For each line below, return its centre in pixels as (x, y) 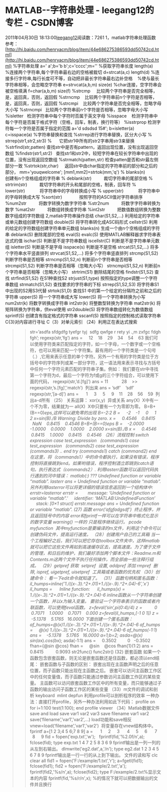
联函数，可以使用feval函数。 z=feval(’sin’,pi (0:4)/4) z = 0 (93, 607)
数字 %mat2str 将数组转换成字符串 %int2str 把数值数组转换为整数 (83, 209)
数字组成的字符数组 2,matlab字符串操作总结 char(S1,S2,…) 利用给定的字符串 (83, 216)
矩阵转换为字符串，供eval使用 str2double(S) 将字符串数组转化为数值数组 (79, 309)
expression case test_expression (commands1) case (84, 440)
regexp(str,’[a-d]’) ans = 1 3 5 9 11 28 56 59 (91, 394)
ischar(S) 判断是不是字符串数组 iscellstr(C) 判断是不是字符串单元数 (92, 241)
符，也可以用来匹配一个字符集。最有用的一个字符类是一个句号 (93, 350)
